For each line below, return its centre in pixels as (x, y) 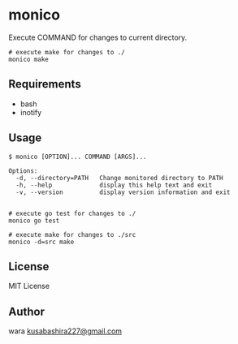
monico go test (34, 221)
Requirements (45, 84)
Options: (23, 171)
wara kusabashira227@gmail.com (65, 331)
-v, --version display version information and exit (123, 192)
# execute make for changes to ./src (72, 234)
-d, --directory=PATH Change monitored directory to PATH (119, 178)
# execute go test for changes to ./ (72, 213)
